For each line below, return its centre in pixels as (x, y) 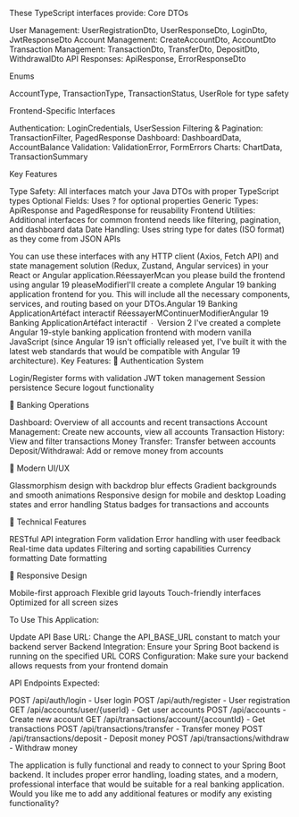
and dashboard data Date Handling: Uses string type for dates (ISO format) (147, 229)
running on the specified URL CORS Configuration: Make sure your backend (149, 656)
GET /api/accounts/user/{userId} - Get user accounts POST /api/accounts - (148, 710)
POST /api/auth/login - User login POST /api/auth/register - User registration (150, 700)
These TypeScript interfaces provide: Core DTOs (99, 13)
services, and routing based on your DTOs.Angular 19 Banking (124, 304)
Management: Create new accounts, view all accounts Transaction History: (147, 432)
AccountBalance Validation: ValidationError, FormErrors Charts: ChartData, (146, 147)
